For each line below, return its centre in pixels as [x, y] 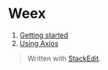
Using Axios [39, 43]
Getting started [44, 35]
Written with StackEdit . [64, 58]
